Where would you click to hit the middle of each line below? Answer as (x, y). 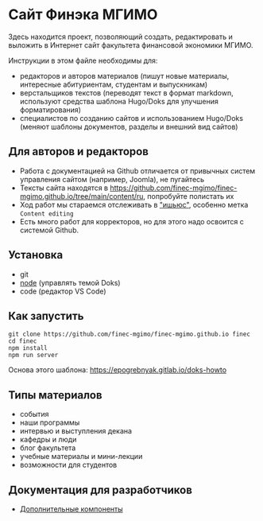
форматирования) (50, 110)
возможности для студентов (68, 465)
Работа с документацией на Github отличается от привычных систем (137, 171)
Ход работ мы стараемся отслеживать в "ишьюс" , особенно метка (134, 204)
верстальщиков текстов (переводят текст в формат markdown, (126, 92)
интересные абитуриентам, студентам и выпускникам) (114, 84)
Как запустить (46, 316)
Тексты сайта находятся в (64, 188)
